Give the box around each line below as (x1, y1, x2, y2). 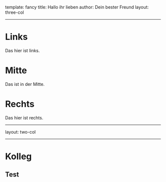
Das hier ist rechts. (5, 114, 43, 120)
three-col (5, 9, 24, 15)
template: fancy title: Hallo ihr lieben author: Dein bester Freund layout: (5, 4, 149, 10)
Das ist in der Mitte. (5, 81, 45, 87)
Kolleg (5, 151, 32, 162)
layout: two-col (5, 129, 36, 135)
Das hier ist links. (5, 47, 40, 53)
